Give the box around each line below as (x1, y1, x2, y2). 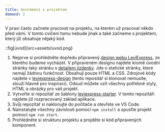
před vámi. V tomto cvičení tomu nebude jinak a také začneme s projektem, (5, 30, 158, 36)
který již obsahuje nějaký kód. (5, 35, 65, 42)
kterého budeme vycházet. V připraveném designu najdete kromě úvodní (12, 60, 160, 66)
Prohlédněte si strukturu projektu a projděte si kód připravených (12, 117, 141, 123)
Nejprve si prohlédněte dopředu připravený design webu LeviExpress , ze (12, 54, 160, 60)
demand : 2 (5, 12, 26, 17)
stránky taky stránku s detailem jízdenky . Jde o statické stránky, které (12, 65, 153, 71)
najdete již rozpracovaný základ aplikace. (12, 96, 96, 102)
